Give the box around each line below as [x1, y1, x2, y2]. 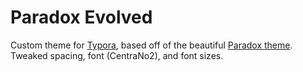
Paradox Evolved [10, 6, 153, 29]
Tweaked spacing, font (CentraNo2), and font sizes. [10, 49, 224, 61]
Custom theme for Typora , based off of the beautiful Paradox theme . [10, 39, 293, 51]
